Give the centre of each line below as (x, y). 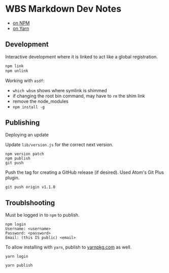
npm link (14, 66)
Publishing (23, 122)
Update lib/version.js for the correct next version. (59, 145)
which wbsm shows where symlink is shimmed (60, 90)
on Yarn (21, 28)
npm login (16, 225)
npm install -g (29, 107)
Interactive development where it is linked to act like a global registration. (82, 57)
